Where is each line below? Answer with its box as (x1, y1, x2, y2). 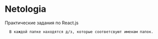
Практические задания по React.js (5, 20, 79, 26)
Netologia (5, 3, 46, 15)
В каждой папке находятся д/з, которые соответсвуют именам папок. (9, 29, 154, 34)
